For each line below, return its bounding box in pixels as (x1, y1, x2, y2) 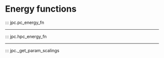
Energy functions (5, 3, 77, 15)
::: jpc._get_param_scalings (5, 47, 60, 53)
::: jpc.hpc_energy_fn (5, 33, 47, 39)
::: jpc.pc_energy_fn (5, 19, 44, 25)
